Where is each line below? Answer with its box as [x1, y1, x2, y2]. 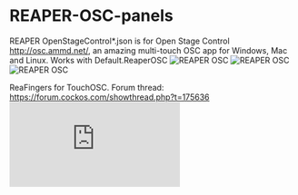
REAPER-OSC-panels [9, 5, 174, 26]
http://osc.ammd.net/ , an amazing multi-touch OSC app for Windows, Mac [9, 44, 288, 55]
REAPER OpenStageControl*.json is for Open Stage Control [9, 35, 230, 46]
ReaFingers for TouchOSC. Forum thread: [9, 82, 164, 93]
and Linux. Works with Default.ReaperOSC [9, 54, 168, 65]
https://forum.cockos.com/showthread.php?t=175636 [9, 92, 210, 102]
